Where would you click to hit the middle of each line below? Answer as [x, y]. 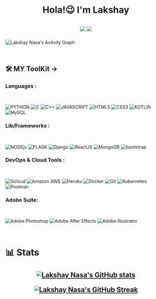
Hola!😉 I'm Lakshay [86, 10]
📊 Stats [22, 253]
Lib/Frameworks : [28, 126]
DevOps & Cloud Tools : [35, 160]
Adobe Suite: [22, 200]
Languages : [21, 86]
